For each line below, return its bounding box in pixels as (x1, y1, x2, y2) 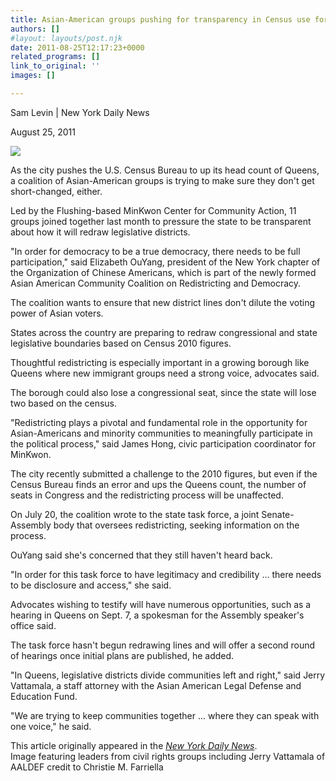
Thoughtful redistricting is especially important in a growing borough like (10, 356, 310, 368)
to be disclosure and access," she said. (10, 579, 172, 591)
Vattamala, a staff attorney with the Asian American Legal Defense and (10, 679, 302, 691)
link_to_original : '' (10, 61, 101, 71)
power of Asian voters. (10, 307, 104, 319)
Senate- (261, 508, 295, 520)
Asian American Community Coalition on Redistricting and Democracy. (10, 277, 302, 289)
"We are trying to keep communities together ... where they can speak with (10, 709, 320, 721)
